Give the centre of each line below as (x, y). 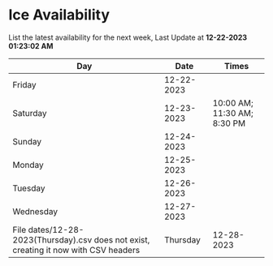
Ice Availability (59, 15)
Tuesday (29, 188)
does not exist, (122, 239)
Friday (24, 84)
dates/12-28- (56, 230)
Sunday (27, 141)
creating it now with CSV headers (76, 250)
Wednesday (35, 211)
